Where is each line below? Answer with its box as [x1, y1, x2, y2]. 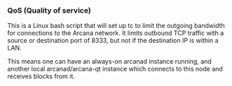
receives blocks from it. [7, 72, 76, 80]
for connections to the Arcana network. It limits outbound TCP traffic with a [7, 29, 224, 37]
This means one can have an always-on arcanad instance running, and [7, 57, 212, 66]
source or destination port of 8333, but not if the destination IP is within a [7, 36, 219, 45]
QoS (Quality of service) [7, 6, 91, 15]
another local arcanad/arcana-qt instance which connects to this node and [7, 65, 223, 73]
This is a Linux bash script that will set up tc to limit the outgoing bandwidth [7, 22, 226, 30]
